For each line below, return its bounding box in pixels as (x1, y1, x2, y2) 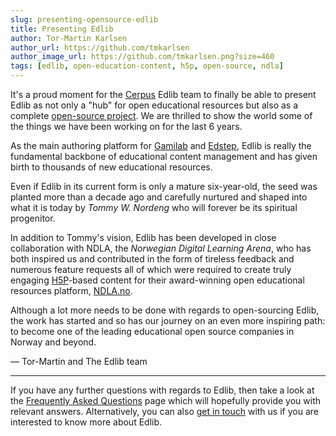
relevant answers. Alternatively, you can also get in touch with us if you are (10, 406, 319, 417)
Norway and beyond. (10, 336, 97, 348)
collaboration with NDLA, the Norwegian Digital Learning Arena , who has (10, 242, 312, 254)
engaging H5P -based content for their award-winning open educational (10, 274, 305, 286)
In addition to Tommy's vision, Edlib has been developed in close (10, 232, 277, 243)
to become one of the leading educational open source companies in (10, 326, 295, 337)
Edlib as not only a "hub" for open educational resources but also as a (10, 99, 299, 111)
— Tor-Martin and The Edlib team (10, 356, 148, 367)
